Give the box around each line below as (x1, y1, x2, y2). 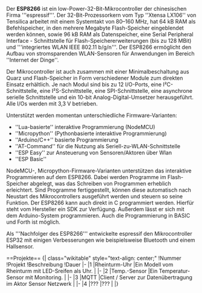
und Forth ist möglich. (6, 218, 61, 225)
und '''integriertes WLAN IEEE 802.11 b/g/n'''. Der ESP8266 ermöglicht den (6, 43, 192, 51)
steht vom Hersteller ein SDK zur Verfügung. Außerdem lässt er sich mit (6, 206, 185, 213)
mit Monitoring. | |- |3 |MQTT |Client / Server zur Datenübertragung (25, 274, 193, 281)
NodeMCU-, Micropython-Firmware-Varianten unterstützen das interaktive (6, 167, 192, 174)
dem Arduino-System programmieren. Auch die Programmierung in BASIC (6, 212, 191, 219)
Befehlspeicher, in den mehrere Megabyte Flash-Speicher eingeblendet (6, 24, 184, 31)
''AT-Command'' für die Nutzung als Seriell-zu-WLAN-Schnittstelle (14, 143, 181, 150)
